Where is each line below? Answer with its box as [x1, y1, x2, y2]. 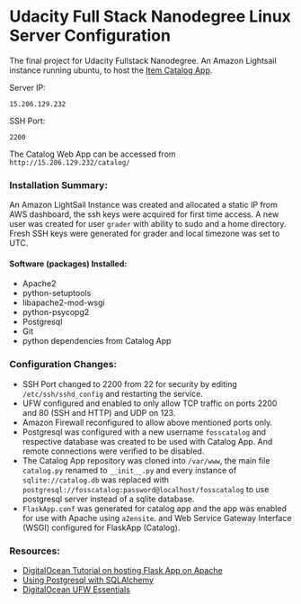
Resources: [9, 545, 60, 557]
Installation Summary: [9, 178, 108, 191]
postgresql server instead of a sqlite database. [22, 493, 195, 504]
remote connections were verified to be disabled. [22, 446, 205, 456]
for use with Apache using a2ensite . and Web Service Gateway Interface [22, 512, 292, 523]
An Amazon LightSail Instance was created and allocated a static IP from [9, 200, 279, 211]
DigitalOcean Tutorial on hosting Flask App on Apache [22, 565, 223, 576]
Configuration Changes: [9, 358, 118, 371]
